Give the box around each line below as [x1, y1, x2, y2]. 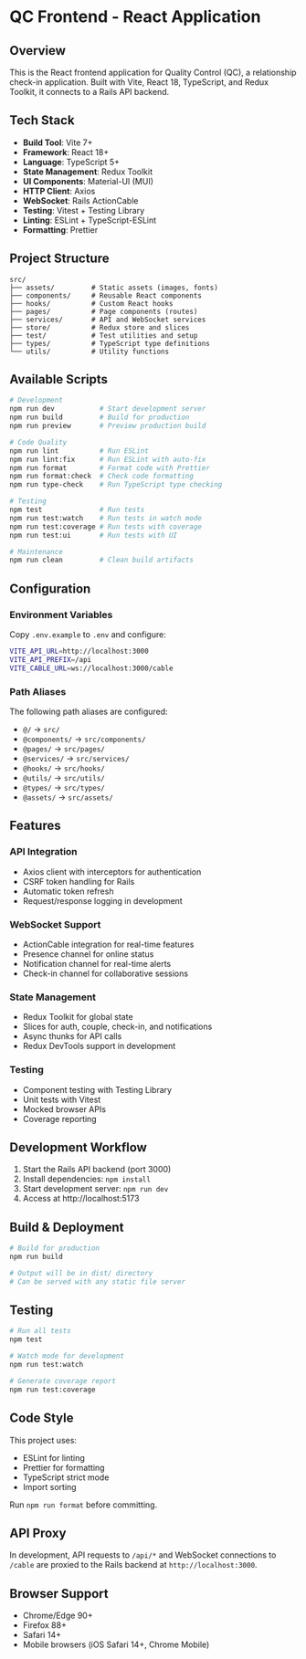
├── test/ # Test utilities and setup [9, 331, 198, 340]
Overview [9, 43, 67, 58]
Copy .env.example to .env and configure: [9, 629, 166, 640]
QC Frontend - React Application [9, 6, 261, 27]
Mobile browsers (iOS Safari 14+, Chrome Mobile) [22, 1639, 210, 1650]
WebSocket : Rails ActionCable [22, 194, 139, 206]
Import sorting [22, 1481, 77, 1492]
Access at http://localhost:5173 [22, 1193, 140, 1204]
